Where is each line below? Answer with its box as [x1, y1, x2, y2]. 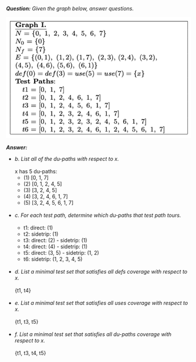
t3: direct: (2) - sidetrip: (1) [23, 237, 87, 244]
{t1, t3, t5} [14, 318, 39, 325]
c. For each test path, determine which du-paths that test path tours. [14, 212, 181, 219]
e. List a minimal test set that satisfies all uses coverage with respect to [14, 300, 188, 307]
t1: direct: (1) [23, 224, 53, 232]
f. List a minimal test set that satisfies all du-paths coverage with [14, 331, 172, 338]
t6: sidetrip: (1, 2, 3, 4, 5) [23, 256, 83, 263]
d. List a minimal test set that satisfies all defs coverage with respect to [14, 268, 188, 275]
